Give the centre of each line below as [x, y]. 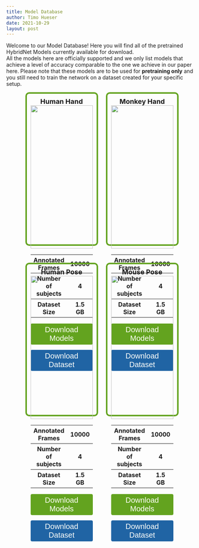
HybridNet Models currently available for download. [70, 52]
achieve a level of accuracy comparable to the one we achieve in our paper [99, 65]
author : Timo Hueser [32, 17]
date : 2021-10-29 [28, 23]
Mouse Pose [142, 272]
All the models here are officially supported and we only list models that [95, 58]
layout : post [22, 29]
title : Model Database [34, 12]
